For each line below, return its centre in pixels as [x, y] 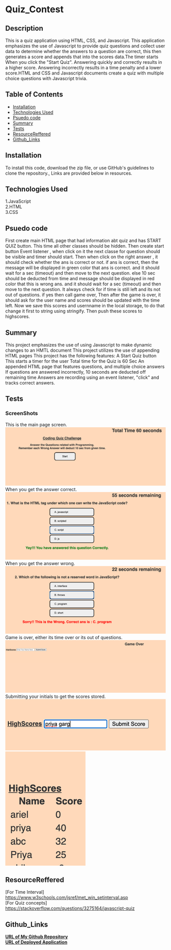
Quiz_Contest [34, 9]
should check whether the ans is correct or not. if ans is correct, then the [82, 262]
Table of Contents [34, 95]
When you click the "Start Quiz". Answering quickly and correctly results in [84, 62]
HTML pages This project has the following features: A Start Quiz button [81, 356]
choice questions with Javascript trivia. [46, 78]
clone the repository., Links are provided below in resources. [69, 173]
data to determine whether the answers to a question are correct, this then [83, 51]
